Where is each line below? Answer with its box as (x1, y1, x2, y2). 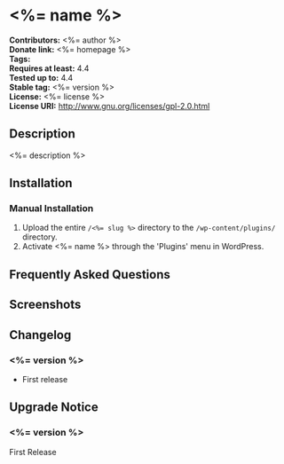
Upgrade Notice (9, 400, 99, 415)
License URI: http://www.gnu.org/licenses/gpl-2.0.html (9, 100, 210, 111)
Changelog (9, 327, 72, 342)
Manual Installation (9, 202, 94, 215)
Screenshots (9, 297, 82, 312)
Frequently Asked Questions (9, 267, 171, 282)
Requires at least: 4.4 (9, 63, 90, 74)
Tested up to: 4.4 (9, 72, 74, 83)
